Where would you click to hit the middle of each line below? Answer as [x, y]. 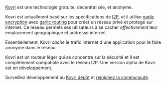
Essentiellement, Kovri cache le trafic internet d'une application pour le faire [83, 42]
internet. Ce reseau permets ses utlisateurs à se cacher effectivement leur [82, 27]
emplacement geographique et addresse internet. [56, 33]
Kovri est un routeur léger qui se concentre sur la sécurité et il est [72, 57]
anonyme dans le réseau [30, 47]
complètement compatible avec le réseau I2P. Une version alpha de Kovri [80, 62]
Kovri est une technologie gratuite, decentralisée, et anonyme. [69, 7]
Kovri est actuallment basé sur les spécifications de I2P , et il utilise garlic [80, 17]
